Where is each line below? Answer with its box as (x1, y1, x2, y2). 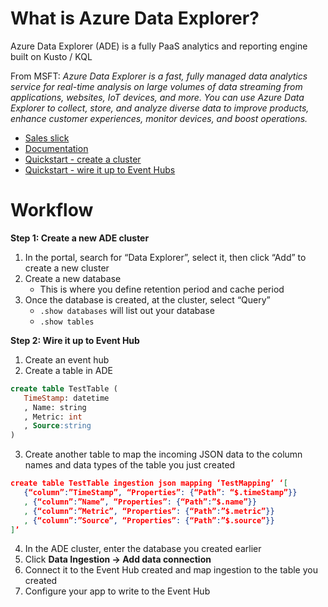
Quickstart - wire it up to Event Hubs (24, 163, 176, 176)
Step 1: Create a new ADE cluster (10, 232, 150, 244)
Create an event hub (24, 353, 110, 366)
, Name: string (23, 402, 87, 412)
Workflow (10, 199, 94, 222)
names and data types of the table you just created (24, 459, 236, 471)
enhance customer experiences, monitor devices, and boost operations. (10, 112, 308, 124)
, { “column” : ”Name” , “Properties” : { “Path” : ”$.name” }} (23, 497, 257, 507)
